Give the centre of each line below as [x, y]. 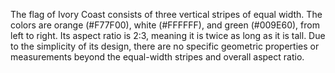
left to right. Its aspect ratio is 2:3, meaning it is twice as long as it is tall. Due [168, 35]
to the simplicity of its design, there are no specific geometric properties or [165, 46]
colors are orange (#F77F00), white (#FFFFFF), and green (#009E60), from [165, 25]
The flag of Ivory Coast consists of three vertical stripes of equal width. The [166, 14]
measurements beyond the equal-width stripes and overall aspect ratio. [157, 57]
